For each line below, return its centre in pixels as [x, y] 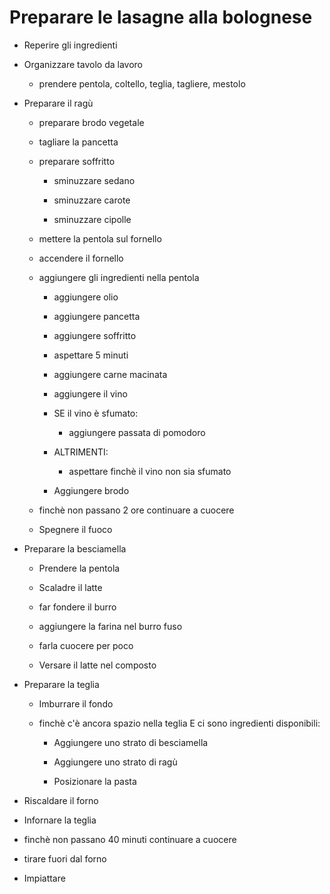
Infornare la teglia [60, 820]
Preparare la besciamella [75, 548]
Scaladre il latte [70, 587]
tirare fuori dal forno [65, 858]
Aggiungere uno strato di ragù [115, 762]
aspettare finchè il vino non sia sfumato [150, 471]
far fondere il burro [77, 607]
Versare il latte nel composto [97, 665]
